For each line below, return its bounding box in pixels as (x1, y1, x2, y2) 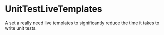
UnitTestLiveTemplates (5, 3, 102, 15)
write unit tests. (5, 25, 37, 31)
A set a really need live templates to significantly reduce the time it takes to (5, 20, 160, 26)
